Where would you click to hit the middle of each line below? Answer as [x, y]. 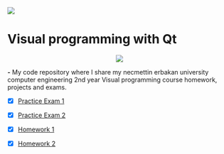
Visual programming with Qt [92, 39]
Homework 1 [36, 130]
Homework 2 [36, 144]
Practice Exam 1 [41, 101]
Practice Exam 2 [42, 115]
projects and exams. [37, 87]
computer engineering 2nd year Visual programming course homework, [112, 79]
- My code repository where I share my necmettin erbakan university [108, 72]
